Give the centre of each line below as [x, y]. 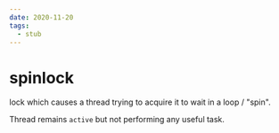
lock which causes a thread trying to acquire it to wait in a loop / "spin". [140, 102]
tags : [19, 26]
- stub [29, 34]
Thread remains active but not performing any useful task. [117, 120]
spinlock [41, 78]
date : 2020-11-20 [41, 17]
